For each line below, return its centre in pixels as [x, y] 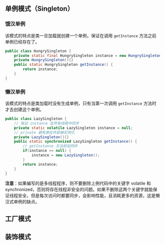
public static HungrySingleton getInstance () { [63, 65]
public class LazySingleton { [36, 119]
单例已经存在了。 [22, 42]
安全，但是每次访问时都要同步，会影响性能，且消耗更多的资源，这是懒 [89, 196]
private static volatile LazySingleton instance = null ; [73, 128]
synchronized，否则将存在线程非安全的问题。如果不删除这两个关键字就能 [79, 190]
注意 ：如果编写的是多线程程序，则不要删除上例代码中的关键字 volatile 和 [78, 183]
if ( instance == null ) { [47, 151]
